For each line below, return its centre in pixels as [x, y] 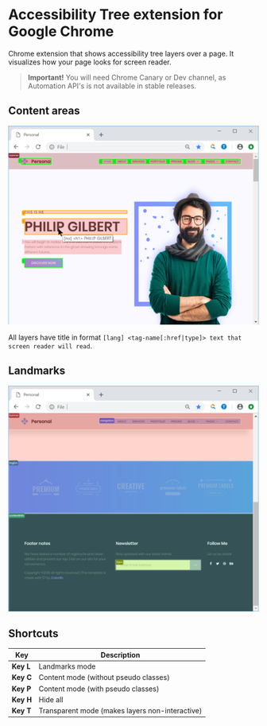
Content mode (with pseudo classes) [99, 689]
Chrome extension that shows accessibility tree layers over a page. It [121, 53]
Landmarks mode [67, 666]
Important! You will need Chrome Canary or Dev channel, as [127, 77]
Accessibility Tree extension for [116, 15]
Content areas [44, 111]
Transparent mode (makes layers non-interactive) [120, 711]
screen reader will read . [50, 346]
